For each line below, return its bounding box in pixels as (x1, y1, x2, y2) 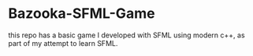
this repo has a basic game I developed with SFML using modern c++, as (8, 30, 246, 40)
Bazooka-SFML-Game (8, 5, 155, 23)
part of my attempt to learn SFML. (8, 38, 118, 47)
